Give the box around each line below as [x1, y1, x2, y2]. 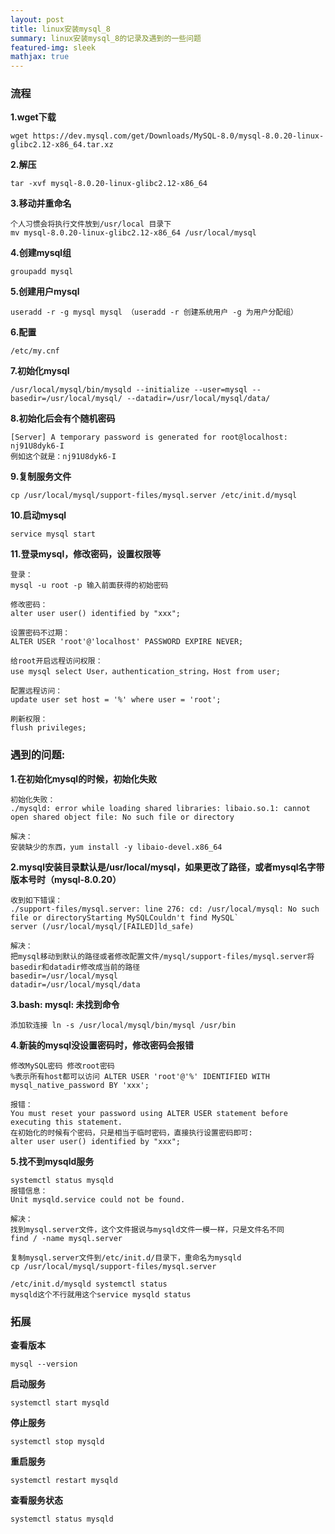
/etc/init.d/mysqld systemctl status [10, 1279, 168, 1289]
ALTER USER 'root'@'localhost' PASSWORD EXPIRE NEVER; [10, 637, 244, 647]
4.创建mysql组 [10, 247, 72, 259]
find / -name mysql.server [10, 1233, 123, 1243]
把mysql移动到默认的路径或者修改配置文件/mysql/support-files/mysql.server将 [10, 951, 315, 961]
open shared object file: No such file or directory [10, 812, 235, 822]
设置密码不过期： [10, 628, 71, 638]
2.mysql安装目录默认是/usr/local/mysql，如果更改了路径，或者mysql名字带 [10, 861, 325, 873]
